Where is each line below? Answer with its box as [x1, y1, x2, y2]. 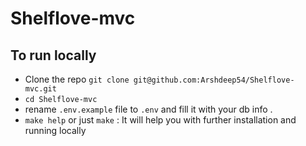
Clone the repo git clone [24, 73, 130, 85]
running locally [24, 125, 87, 136]
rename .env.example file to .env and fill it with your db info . [24, 103, 273, 115]
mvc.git [24, 84, 57, 94]
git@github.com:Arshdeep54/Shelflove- [133, 75, 295, 85]
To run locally [10, 47, 97, 64]
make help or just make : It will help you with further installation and [24, 114, 297, 126]
